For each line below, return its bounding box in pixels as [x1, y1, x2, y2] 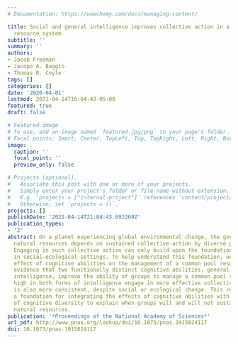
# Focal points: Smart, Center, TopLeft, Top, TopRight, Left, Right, [7, 135, 220, 142]
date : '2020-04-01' [7, 89, 65, 96]
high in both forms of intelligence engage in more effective [13, 279, 201, 287]
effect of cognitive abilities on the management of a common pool [13, 260, 217, 267]
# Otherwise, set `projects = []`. [7, 200, 119, 208]
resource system [13, 30, 62, 37]
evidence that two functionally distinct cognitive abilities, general [13, 267, 230, 274]
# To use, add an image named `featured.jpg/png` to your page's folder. [7, 128, 230, 135]
